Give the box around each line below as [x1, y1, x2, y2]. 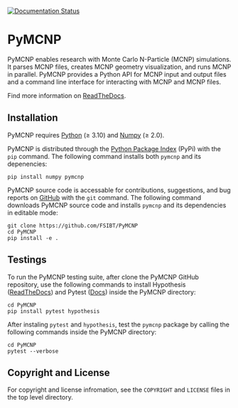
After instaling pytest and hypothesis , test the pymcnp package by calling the [7, 320, 229, 329]
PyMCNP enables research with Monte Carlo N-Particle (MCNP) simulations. [7, 55, 232, 63]
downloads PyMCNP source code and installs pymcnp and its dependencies [7, 201, 227, 209]
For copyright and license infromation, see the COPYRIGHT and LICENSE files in [7, 385, 231, 394]
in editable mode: [7, 208, 58, 216]
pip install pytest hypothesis [7, 307, 100, 315]
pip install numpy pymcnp [7, 173, 84, 180]
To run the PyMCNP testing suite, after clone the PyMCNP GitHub [7, 272, 199, 281]
